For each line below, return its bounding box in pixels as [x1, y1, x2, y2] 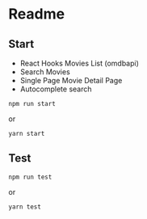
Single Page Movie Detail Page [19, 76, 123, 85]
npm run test [8, 173, 52, 181]
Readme [8, 5, 65, 23]
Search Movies [19, 67, 70, 77]
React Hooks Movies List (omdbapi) [19, 58, 140, 68]
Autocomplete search [19, 84, 92, 94]
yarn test [8, 203, 42, 211]
